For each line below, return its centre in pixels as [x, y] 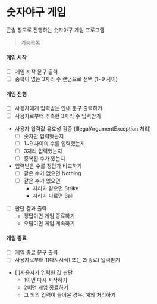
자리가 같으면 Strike [56, 188]
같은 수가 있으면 [42, 181]
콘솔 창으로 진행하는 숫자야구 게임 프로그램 [56, 30]
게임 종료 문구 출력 [36, 252]
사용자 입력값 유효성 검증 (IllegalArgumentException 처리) [83, 128]
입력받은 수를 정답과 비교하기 [48, 166]
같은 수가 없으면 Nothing [52, 173]
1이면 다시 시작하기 [45, 280]
